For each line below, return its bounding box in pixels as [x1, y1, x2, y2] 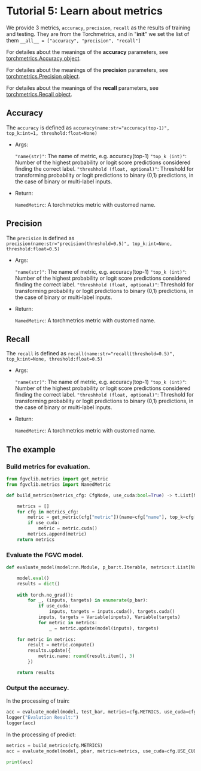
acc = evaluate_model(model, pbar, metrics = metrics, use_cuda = [6, 748, 167, 754]
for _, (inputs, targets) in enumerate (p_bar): [28, 597, 148, 603]
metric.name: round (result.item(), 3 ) [38, 653, 135, 660]
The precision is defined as [6, 234, 75, 241]
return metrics [17, 536, 55, 543]
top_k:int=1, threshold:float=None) [6, 130, 98, 136]
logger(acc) [6, 720, 36, 726]
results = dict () [17, 580, 60, 586]
